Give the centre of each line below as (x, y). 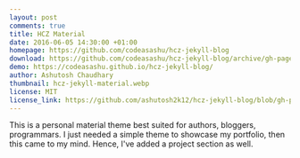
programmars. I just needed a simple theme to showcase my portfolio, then (147, 135)
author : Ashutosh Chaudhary (62, 75)
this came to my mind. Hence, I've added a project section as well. (131, 144)
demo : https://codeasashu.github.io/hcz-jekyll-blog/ (112, 67)
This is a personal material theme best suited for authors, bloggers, (133, 125)
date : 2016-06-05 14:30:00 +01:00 (74, 42)
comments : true (37, 26)
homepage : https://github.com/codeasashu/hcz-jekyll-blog (119, 51)
